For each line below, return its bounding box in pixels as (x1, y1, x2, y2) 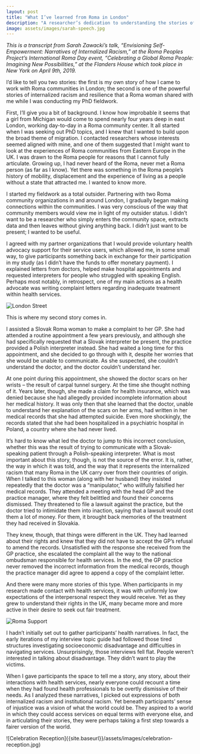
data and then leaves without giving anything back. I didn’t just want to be (6, 222, 187, 230)
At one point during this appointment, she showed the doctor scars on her (6, 375, 187, 382)
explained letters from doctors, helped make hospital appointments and (6, 265, 182, 273)
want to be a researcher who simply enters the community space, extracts (6, 216, 189, 223)
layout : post (6, 8, 39, 15)
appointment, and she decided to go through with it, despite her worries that (6, 351, 193, 358)
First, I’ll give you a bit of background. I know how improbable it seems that (6, 109, 190, 116)
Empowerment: (6, 48, 43, 55)
